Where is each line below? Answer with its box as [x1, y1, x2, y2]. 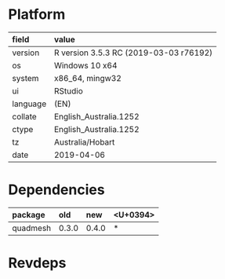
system [12, 72, 39, 83]
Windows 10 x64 [53, 60, 118, 71]
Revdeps [8, 254, 67, 272]
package [12, 209, 45, 220]
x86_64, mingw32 [53, 72, 122, 83]
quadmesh [12, 222, 52, 233]
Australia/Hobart [53, 136, 115, 147]
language [12, 98, 47, 109]
